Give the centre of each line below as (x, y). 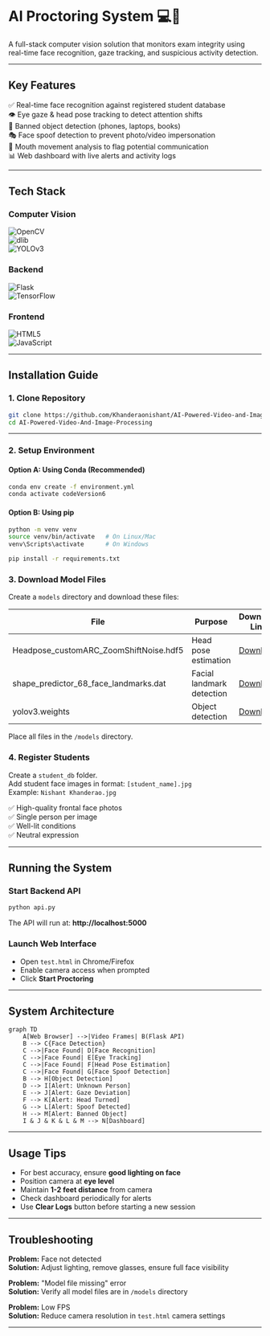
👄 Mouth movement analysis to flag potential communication (108, 146)
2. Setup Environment (51, 450)
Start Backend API (45, 891)
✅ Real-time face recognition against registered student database (117, 105)
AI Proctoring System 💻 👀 (94, 16)
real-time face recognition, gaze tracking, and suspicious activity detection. (133, 52)
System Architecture (61, 1011)
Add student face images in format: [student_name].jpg (100, 783)
